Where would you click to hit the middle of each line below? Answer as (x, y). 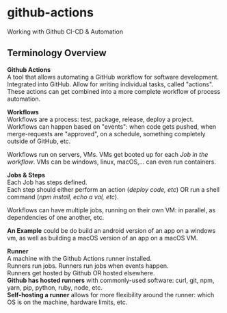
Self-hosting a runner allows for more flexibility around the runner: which (111, 295)
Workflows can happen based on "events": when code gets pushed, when (112, 126)
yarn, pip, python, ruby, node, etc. (55, 287)
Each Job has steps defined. (47, 182)
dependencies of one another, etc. (56, 217)
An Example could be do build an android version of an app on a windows (111, 230)
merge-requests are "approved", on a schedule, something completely (106, 134)
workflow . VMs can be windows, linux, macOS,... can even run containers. (112, 162)
